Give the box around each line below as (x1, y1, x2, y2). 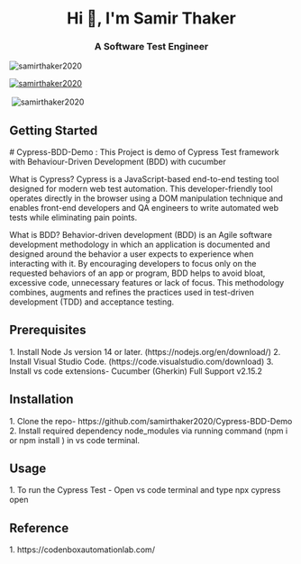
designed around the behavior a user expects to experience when (9, 248, 254, 259)
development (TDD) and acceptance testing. (9, 296, 175, 307)
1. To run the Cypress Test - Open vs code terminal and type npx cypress (9, 485, 281, 496)
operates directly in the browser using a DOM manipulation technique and (9, 193, 284, 204)
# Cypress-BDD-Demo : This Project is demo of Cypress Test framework (9, 146, 279, 157)
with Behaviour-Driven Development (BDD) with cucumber (9, 156, 227, 167)
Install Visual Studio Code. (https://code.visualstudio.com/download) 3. (9, 356, 274, 367)
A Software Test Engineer (94, 41, 209, 53)
